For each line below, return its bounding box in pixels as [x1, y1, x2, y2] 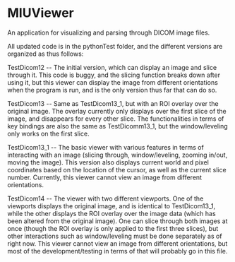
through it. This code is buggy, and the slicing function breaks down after [7, 71, 221, 79]
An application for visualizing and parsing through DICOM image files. [7, 28, 210, 37]
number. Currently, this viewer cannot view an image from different [7, 173, 203, 181]
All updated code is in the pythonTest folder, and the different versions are [7, 42, 223, 50]
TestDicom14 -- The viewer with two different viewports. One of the [7, 194, 204, 203]
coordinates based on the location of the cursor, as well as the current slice [7, 165, 227, 174]
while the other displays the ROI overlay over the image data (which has [7, 209, 217, 218]
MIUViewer [7, 5, 74, 21]
